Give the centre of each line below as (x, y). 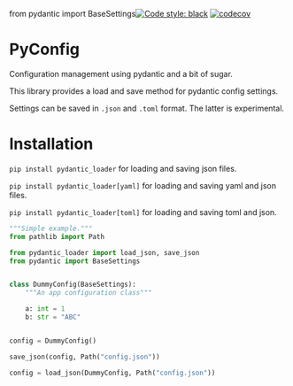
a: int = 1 (45, 309)
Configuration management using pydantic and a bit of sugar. (121, 73)
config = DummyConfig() (53, 341)
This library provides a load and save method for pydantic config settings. (144, 91)
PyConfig (44, 50)
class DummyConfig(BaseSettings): (73, 285)
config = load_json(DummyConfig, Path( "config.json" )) (112, 373)
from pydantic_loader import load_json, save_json (104, 252)
